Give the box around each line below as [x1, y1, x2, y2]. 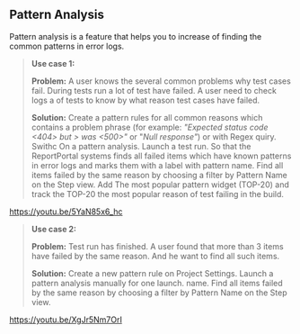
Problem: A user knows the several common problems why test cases [31, 76, 292, 86]
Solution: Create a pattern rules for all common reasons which [31, 112, 263, 122]
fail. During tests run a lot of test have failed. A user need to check [31, 85, 277, 95]
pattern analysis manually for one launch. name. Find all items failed [31, 277, 283, 288]
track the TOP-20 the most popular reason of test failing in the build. [31, 188, 285, 199]
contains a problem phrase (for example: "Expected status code [31, 122, 269, 132]
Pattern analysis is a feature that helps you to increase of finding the [9, 31, 262, 41]
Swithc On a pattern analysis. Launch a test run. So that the [31, 140, 251, 151]
